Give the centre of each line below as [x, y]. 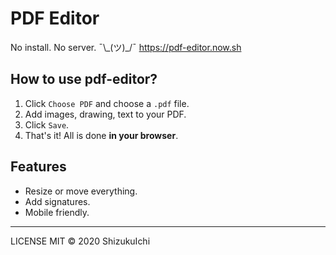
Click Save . [47, 124]
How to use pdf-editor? [84, 79]
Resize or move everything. [81, 191]
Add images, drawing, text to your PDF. [105, 114]
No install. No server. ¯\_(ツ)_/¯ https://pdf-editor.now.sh [126, 47]
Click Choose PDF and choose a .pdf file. [107, 103]
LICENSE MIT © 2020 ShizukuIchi [80, 241]
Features [38, 167]
